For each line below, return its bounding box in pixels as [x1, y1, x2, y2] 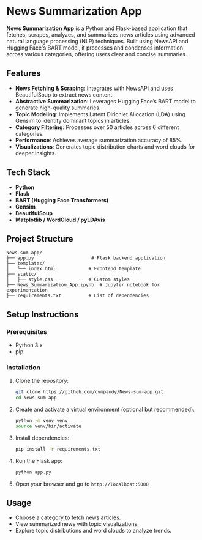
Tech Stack [6, 167, 50, 178]
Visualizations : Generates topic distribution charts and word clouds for [15, 142, 196, 150]
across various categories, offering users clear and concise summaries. [6, 50, 187, 57]
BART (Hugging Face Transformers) [15, 196, 109, 204]
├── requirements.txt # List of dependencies [6, 292, 149, 299]
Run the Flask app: [15, 457, 62, 464]
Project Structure [6, 234, 73, 244]
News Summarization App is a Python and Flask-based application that [6, 24, 188, 32]
